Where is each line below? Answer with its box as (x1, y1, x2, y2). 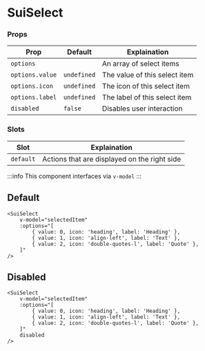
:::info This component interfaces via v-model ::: (7, 171, 142, 180)
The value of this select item (102, 70, 194, 80)
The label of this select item (102, 93, 192, 102)
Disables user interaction (102, 104, 183, 113)
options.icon (10, 82, 54, 91)
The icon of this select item (102, 82, 190, 91)
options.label (10, 93, 57, 102)
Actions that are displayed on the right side (42, 154, 182, 164)
